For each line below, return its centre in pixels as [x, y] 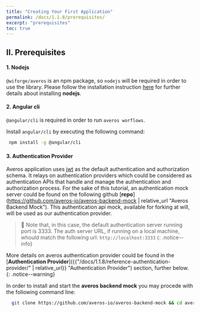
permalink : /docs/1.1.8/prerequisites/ [56, 17]
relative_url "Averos [165, 201]
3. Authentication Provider [40, 156]
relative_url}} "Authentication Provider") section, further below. [112, 268]
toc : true [18, 28]
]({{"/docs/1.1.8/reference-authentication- [120, 261]
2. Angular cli [23, 107]
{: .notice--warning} [31, 275]
